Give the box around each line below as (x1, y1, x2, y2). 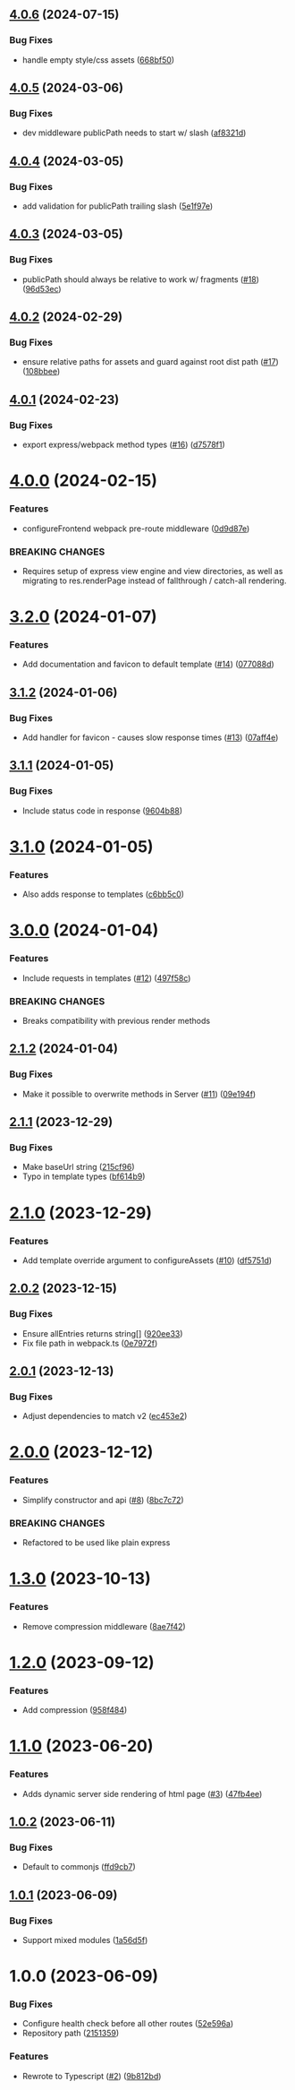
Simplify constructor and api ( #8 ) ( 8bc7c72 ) (21, 1494, 185, 1505)
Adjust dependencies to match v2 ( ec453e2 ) (21, 1411, 188, 1422)
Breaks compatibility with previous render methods (21, 1016, 211, 1027)
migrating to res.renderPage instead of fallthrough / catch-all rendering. (21, 575, 287, 586)
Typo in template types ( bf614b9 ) (21, 1171, 146, 1182)
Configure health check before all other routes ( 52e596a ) (21, 2018, 234, 2029)
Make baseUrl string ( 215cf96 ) (21, 1162, 136, 1173)
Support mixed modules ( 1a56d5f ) (21, 1934, 148, 1945)
